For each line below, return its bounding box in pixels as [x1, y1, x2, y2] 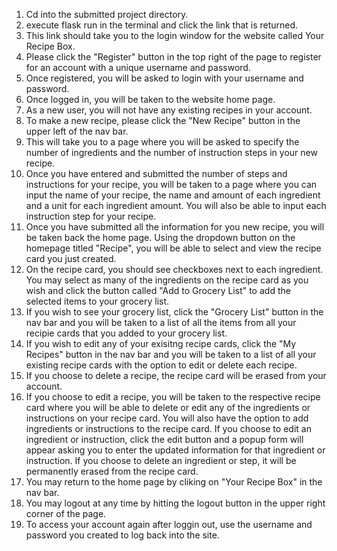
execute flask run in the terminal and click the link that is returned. [25, 19, 299, 31]
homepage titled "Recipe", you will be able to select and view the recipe [25, 242, 322, 254]
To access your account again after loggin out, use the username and [25, 519, 313, 530]
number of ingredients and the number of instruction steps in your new [25, 147, 318, 158]
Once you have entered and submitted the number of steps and [25, 168, 288, 179]
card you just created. [25, 253, 117, 264]
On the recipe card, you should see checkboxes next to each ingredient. [25, 264, 324, 275]
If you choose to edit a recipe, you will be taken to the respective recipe [25, 391, 321, 403]
